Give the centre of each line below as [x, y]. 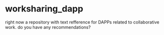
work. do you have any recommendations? [48, 27]
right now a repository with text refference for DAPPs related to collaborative [82, 22]
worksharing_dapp [44, 9]
